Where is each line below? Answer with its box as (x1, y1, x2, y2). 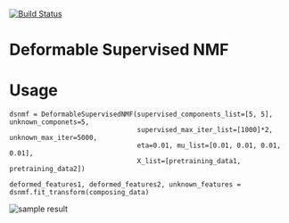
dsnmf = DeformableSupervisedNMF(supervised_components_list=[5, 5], (9, 110, 274, 120)
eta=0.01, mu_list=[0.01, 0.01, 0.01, (136, 141, 281, 151)
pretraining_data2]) (9, 165, 87, 174)
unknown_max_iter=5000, (9, 134, 98, 143)
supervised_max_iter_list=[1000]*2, (136, 126, 274, 135)
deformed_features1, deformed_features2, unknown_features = (9, 180, 242, 189)
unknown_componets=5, (9, 118, 90, 127)
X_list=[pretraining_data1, (136, 157, 242, 166)
